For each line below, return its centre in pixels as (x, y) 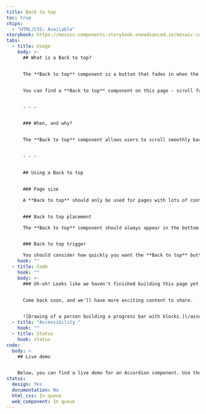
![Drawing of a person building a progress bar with (91, 316)
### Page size (41, 189)
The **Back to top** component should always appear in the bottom (111, 228)
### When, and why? (47, 123)
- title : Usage (31, 47)
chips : (15, 23)
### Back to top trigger (54, 244)
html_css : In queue (37, 396)
